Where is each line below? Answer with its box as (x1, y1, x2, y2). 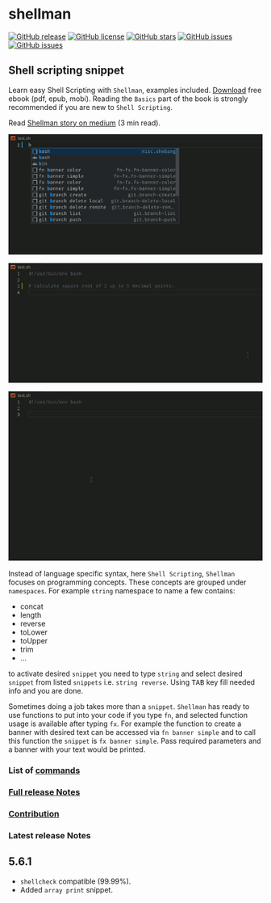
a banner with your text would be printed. (8, 745, 146, 754)
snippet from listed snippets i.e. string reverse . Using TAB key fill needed (8, 677, 256, 687)
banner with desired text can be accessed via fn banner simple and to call (8, 728, 256, 737)
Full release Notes (8, 786, 81, 797)
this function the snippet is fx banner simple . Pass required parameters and (8, 736, 261, 746)
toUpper (19, 636, 48, 646)
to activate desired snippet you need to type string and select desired (8, 669, 244, 679)
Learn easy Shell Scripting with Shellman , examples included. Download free (8, 85, 262, 95)
